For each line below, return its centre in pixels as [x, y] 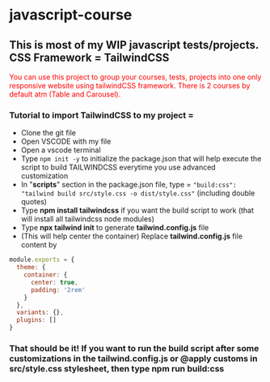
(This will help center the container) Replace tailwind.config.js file [132, 236]
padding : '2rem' [58, 290]
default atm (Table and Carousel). [65, 94]
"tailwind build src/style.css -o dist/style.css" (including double [138, 193]
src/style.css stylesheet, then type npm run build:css [117, 368]
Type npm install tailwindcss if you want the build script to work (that [137, 210]
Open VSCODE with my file [66, 142]
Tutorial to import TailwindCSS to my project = [101, 115]
